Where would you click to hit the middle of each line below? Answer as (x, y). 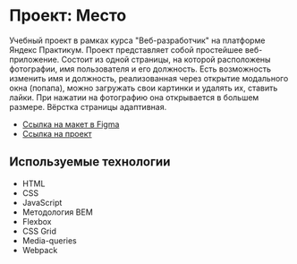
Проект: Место (68, 16)
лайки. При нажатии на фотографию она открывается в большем (134, 97)
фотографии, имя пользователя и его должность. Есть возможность (140, 69)
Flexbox (37, 221)
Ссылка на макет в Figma (71, 124)
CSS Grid (39, 231)
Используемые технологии (90, 162)
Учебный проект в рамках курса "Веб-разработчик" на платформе (137, 40)
